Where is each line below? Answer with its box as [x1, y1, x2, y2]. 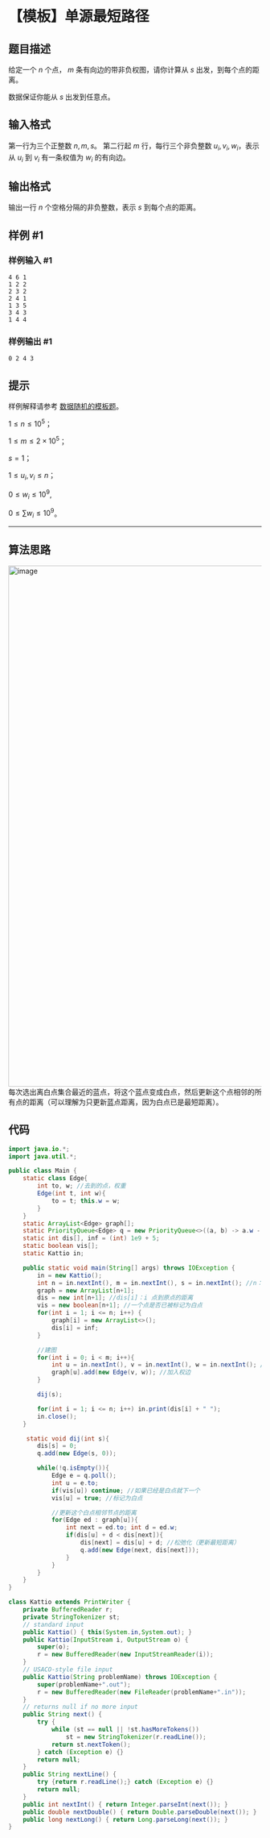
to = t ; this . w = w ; [51, 1196, 121, 1205]
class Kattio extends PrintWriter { [8, 1598, 131, 1607]
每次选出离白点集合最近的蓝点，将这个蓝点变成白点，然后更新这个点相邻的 [8, 1087, 255, 1096]
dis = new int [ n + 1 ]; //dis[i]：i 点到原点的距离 [37, 1294, 194, 1302]
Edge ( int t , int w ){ [37, 1190, 106, 1198]
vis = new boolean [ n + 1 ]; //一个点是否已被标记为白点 [37, 1301, 203, 1310]
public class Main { [8, 1166, 78, 1175]
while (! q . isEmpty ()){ [37, 1464, 110, 1472]
